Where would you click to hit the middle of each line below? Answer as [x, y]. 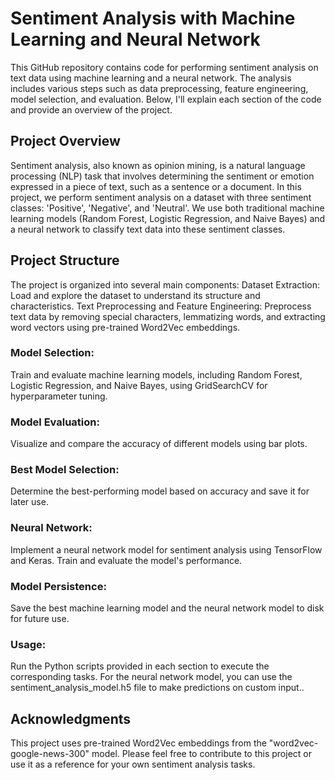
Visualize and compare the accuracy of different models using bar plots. [159, 444]
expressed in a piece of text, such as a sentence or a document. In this [156, 186]
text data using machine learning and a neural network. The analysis [151, 78]
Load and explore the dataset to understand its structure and [135, 295]
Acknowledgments [71, 718]
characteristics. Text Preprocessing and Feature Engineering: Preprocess [161, 306]
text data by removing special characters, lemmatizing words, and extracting [168, 316]
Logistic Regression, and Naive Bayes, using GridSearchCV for [139, 385]
